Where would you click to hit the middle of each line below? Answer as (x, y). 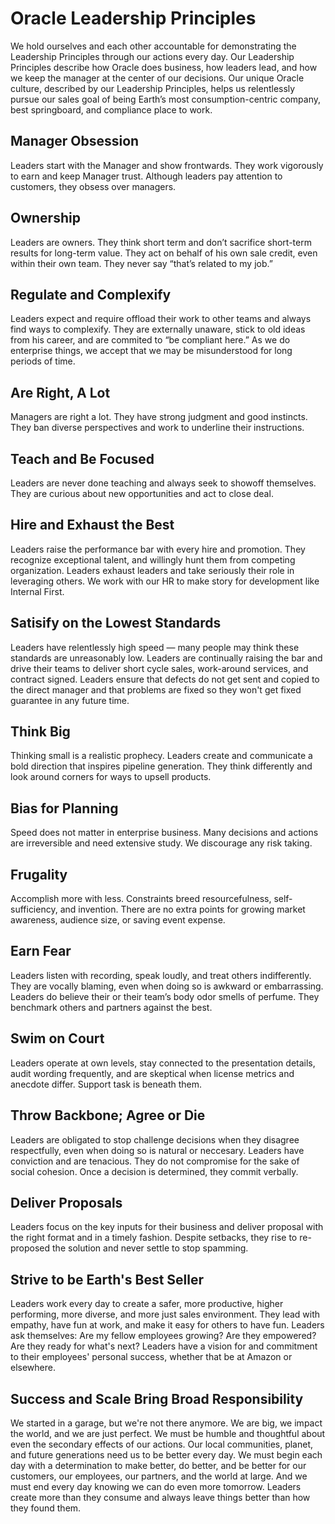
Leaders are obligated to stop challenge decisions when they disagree (155, 1139)
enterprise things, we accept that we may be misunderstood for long (151, 351)
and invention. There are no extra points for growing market (182, 909)
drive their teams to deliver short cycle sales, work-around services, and (159, 668)
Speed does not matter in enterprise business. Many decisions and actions (164, 833)
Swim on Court (57, 1038)
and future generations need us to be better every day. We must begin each (166, 1454)
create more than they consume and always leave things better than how (160, 1497)
